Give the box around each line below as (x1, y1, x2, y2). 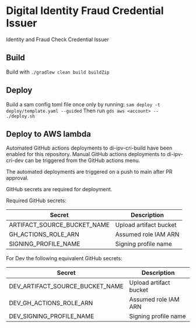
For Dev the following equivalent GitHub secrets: (6, 255, 123, 262)
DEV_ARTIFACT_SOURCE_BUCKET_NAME (9, 282, 124, 291)
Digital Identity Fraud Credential (6, 4, 164, 18)
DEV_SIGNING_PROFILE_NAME (9, 312, 94, 320)
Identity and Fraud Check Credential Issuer (6, 36, 109, 43)
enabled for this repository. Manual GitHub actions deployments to (6, 151, 166, 158)
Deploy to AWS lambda (6, 129, 92, 139)
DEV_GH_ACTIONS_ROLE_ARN (9, 299, 93, 308)
